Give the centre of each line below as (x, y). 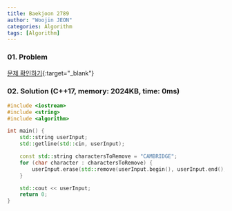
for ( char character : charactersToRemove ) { (86, 163)
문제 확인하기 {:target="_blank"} (51, 73)
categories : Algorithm (40, 26)
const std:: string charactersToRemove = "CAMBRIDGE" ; (98, 156)
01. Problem (28, 57)
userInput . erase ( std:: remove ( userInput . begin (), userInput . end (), (129, 169)
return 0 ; (34, 194)
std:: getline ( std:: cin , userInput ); (72, 144)
